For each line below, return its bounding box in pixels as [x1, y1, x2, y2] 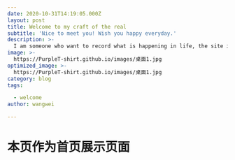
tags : [7, 82, 23, 89]
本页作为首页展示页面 [7, 139, 131, 155]
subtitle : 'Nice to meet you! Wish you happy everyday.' [7, 29, 177, 37]
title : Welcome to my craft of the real [7, 23, 127, 30]
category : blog [7, 75, 52, 82]
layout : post [7, 17, 45, 24]
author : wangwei [7, 101, 55, 108]
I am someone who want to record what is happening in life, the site [13, 43, 224, 50]
